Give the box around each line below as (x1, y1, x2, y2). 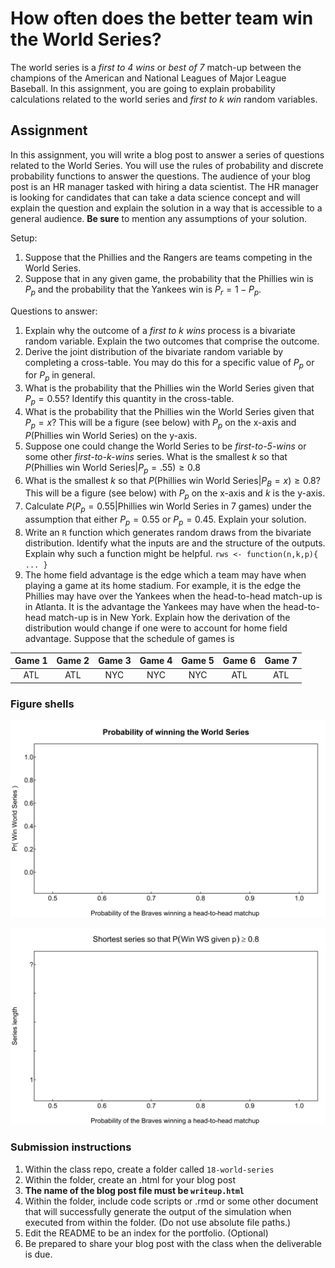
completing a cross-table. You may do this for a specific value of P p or (24, 356, 315, 371)
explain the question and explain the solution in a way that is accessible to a (10, 202, 323, 214)
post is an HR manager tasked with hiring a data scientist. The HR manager (10, 180, 319, 192)
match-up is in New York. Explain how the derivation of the (48, 611, 291, 623)
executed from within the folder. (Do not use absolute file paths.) (24, 1216, 292, 1228)
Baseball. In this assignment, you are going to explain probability (10, 82, 276, 94)
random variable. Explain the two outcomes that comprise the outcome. (24, 335, 320, 347)
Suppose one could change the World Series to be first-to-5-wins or (24, 440, 307, 452)
